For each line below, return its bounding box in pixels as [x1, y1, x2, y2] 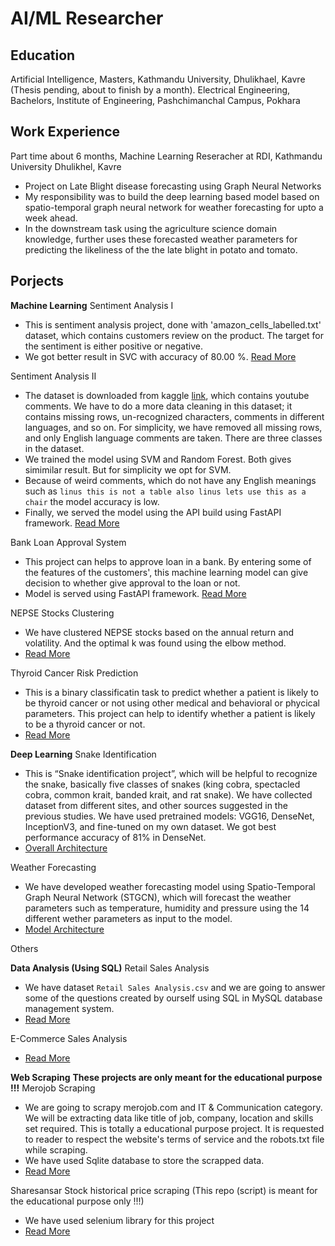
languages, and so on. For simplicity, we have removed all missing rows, [24, 421, 323, 433]
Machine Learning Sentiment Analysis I [10, 299, 174, 311]
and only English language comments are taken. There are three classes [24, 432, 323, 444]
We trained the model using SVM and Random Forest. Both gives [24, 453, 292, 465]
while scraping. [24, 1143, 88, 1156]
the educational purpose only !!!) [10, 1195, 145, 1207]
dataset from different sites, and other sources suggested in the [24, 799, 288, 811]
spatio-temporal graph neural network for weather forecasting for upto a [24, 201, 324, 213]
